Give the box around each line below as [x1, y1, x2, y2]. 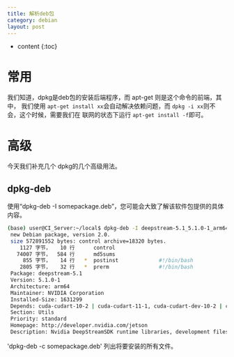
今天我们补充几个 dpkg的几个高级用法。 [7, 162, 122, 171]
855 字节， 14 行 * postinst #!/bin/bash [22, 257, 194, 264]
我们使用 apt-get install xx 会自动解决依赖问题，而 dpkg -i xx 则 [20, 102, 210, 110]
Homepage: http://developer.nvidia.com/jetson [10, 322, 148, 329]
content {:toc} [17, 43, 58, 51]
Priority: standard [10, 315, 68, 323]
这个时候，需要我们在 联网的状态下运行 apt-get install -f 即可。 [19, 111, 208, 119]
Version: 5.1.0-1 [10, 277, 61, 284]
